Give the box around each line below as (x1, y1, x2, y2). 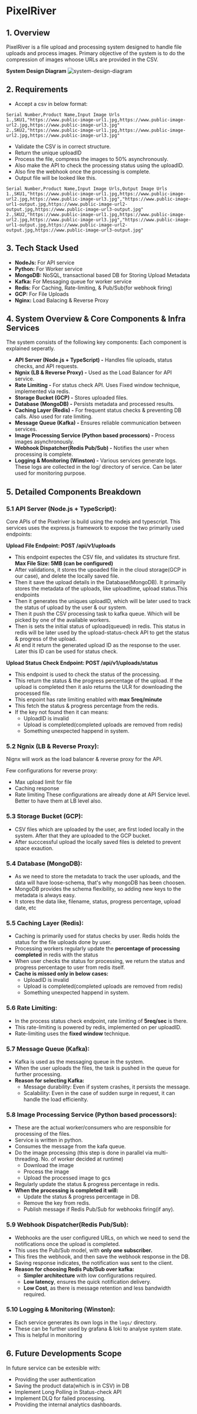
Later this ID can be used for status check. (14, 648, 118, 655)
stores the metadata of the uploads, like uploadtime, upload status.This (14, 585, 188, 592)
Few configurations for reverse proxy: (6, 767, 98, 774)
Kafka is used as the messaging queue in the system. (14, 1058, 145, 1065)
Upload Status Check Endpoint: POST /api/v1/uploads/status (6, 659, 158, 666)
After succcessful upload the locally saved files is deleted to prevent (14, 838, 181, 845)
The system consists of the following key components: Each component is (6, 339, 187, 346)
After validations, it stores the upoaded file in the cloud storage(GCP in (14, 566, 187, 574)
